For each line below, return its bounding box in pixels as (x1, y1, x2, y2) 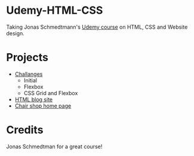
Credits (6, 123, 44, 137)
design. (6, 29, 25, 36)
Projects (6, 51, 49, 65)
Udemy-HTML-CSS (6, 4, 103, 17)
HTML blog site (14, 96, 53, 103)
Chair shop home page (14, 102, 72, 109)
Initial (23, 77, 38, 84)
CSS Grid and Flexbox (23, 89, 78, 96)
